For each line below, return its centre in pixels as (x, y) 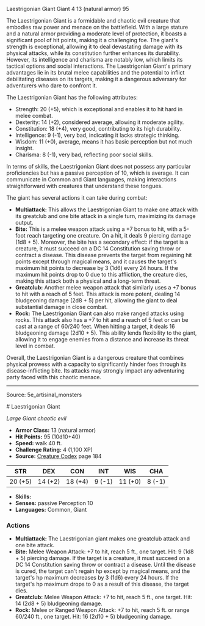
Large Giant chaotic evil (37, 418)
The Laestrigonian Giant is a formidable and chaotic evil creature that (93, 20)
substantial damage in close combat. (61, 307)
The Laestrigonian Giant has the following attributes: (72, 97)
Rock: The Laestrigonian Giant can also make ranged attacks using (99, 313)
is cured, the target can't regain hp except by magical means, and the (103, 571)
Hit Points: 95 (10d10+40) (48, 437)
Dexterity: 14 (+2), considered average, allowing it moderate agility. (99, 122)
